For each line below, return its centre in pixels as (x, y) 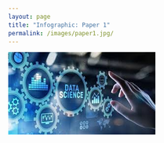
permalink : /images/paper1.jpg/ (61, 33)
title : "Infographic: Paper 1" (59, 25)
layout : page (29, 16)
